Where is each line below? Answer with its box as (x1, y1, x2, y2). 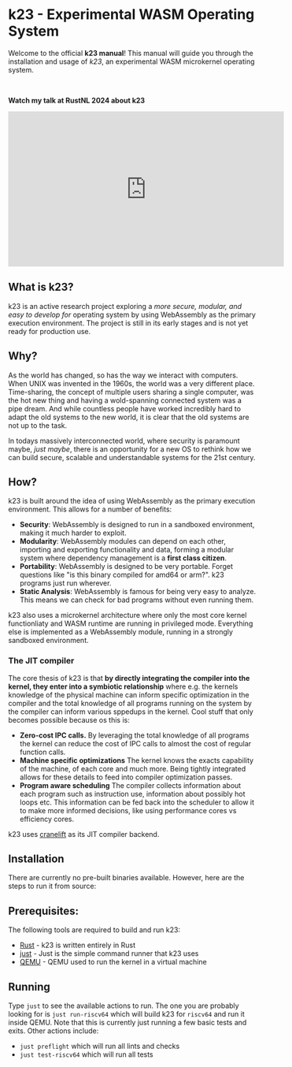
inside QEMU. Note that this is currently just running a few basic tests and (8, 1018, 247, 1028)
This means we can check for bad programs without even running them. (19, 595, 254, 604)
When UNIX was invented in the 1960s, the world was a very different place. (8, 378, 255, 388)
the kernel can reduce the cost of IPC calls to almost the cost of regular (19, 738, 252, 748)
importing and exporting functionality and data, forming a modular (19, 545, 235, 555)
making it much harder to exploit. (19, 528, 128, 537)
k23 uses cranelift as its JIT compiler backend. (8, 829, 160, 838)
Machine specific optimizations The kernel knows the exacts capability (19, 755, 254, 765)
